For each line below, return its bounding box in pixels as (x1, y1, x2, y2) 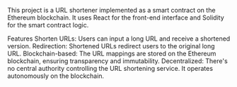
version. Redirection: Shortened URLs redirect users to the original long (7, 42, 215, 50)
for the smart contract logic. (7, 21, 89, 29)
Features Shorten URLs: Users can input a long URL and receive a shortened (7, 34, 231, 43)
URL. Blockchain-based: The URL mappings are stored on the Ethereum (7, 49, 216, 58)
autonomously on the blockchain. (7, 72, 105, 80)
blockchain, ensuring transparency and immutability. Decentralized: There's (7, 57, 228, 65)
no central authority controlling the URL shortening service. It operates (7, 65, 214, 72)
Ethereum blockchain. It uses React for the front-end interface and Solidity (7, 13, 224, 22)
